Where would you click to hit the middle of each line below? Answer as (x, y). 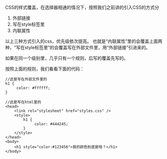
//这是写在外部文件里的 (26, 79)
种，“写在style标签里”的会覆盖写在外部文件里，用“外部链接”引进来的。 (78, 47)
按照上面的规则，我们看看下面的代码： (45, 69)
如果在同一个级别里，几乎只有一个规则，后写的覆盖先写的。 (67, 58)
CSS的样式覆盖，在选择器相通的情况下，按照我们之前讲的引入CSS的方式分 (82, 7)
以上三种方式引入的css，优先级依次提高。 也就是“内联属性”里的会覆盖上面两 (84, 41)
